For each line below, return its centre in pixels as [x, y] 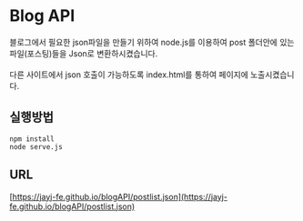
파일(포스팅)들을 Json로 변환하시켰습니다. [84, 53]
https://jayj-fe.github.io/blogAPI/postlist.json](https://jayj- [120, 196]
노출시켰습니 [272, 75]
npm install [32, 139]
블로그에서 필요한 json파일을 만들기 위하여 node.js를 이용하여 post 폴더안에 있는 [152, 42]
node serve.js [36, 146]
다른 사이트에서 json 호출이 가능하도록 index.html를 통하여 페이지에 [129, 75]
